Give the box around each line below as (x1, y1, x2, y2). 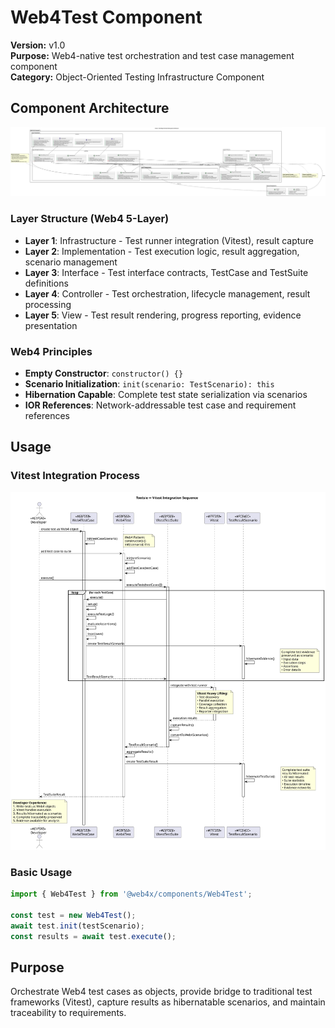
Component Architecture (10, 100, 170, 117)
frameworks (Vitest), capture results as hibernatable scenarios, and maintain (10, 996, 326, 1008)
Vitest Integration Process (10, 469, 140, 483)
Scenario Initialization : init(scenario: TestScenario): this (24, 378, 275, 390)
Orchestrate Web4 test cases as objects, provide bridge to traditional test (10, 986, 313, 998)
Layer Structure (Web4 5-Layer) (10, 212, 170, 226)
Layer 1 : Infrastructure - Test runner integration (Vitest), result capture (24, 234, 314, 246)
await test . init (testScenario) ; (10, 921, 145, 931)
